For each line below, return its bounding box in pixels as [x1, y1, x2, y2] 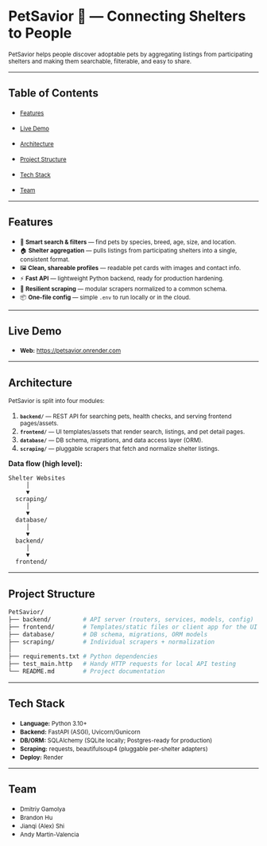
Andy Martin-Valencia [19, 830, 79, 839]
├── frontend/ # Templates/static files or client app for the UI [8, 623, 258, 631]
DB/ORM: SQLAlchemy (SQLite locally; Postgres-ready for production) [19, 736, 213, 744]
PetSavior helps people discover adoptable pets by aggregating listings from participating [8, 50, 253, 58]
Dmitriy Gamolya [19, 805, 66, 813]
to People [8, 24, 72, 42]
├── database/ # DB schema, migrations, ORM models [8, 630, 208, 638]
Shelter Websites [8, 474, 66, 483]
